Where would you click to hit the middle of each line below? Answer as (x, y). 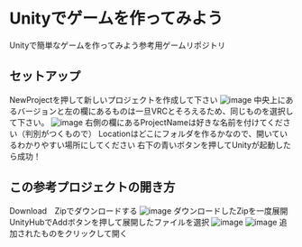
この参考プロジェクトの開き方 (92, 187)
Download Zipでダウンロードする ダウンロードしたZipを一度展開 (149, 210)
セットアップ (45, 76)
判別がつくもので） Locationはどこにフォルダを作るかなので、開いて (152, 133)
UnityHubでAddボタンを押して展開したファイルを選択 (110, 222)
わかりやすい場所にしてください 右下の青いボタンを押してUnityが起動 (146, 144)
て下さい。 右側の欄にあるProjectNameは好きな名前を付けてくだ (146, 122)
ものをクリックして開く (84, 233)
